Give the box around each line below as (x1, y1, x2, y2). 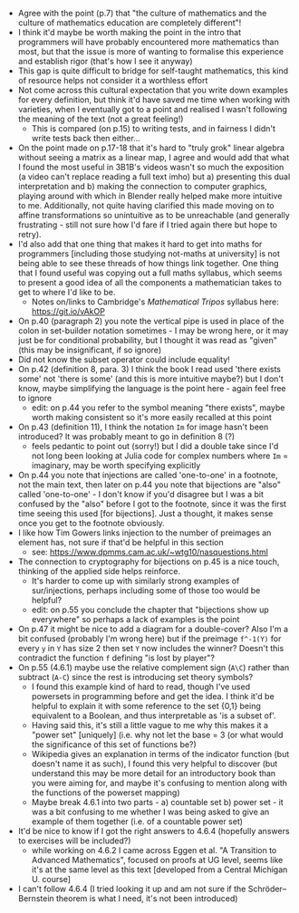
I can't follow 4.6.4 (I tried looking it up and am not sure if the (17, 883, 246, 894)
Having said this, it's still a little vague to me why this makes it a (31, 720, 269, 730)
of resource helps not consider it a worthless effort (17, 75, 208, 85)
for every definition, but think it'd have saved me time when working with (17, 94, 291, 105)
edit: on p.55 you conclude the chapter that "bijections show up (31, 604, 269, 615)
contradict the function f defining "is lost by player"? (17, 652, 216, 663)
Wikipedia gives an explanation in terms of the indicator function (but (31, 749, 290, 759)
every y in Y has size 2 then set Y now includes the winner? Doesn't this (17, 643, 285, 653)
